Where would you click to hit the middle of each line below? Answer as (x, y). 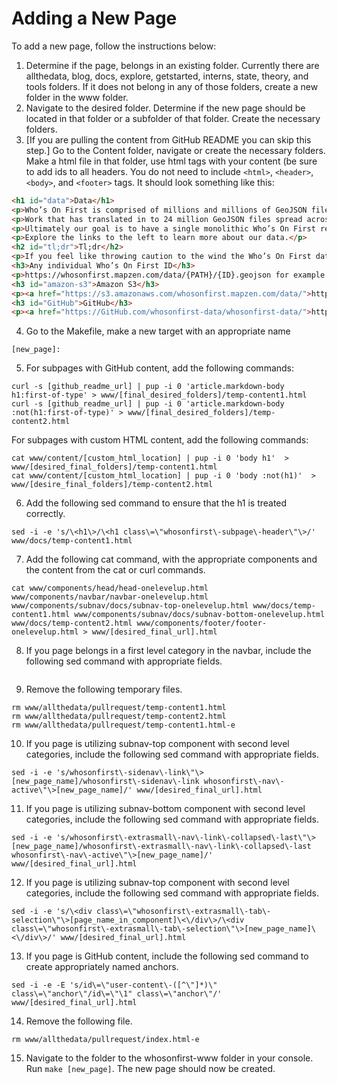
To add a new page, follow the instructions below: (114, 46)
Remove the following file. (79, 1021)
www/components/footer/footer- (202, 623)
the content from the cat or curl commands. (115, 570)
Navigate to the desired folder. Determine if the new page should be (165, 108)
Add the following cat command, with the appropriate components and (171, 559)
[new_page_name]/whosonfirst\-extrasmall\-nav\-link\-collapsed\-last (161, 847)
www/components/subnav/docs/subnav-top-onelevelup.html (130, 606)
